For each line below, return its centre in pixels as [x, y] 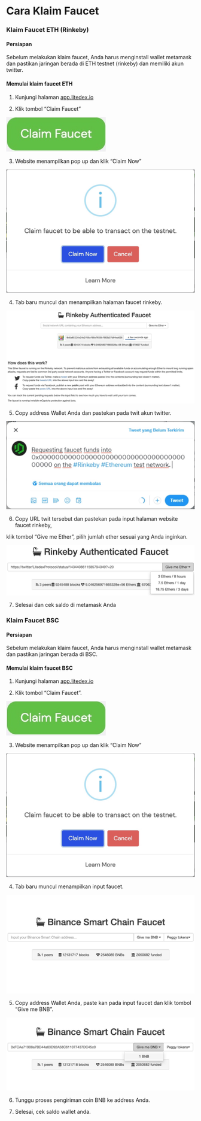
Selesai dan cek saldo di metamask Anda [66, 604]
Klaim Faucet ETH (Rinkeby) [48, 30]
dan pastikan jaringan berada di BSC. [52, 654]
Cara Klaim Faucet [53, 11]
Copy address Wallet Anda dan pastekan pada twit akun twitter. [93, 413]
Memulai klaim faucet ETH [39, 83]
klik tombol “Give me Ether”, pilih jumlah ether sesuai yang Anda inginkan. [97, 537]
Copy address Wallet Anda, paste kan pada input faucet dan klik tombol [103, 1002]
